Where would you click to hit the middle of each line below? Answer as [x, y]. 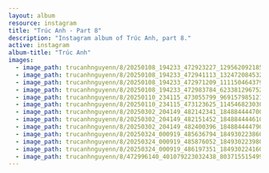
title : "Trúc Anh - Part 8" [55, 30]
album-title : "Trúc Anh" [50, 53]
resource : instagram [43, 23]
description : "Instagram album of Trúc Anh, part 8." [100, 38]
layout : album [32, 16]
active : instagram [39, 45]
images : [21, 61]
